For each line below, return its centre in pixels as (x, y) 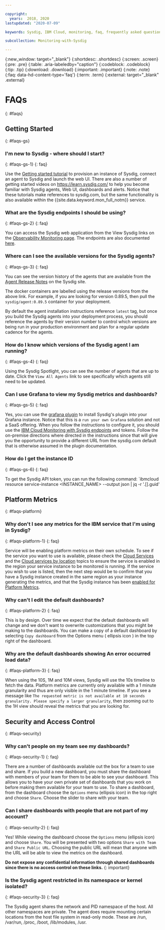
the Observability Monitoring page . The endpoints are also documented (77, 238)
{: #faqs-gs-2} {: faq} (27, 223)
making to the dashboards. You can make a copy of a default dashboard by (81, 630)
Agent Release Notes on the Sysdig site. (46, 281)
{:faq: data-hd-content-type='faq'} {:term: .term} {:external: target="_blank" (82, 75)
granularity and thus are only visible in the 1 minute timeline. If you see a (78, 690)
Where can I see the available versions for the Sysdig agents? (80, 256)
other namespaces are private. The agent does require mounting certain (78, 912)
